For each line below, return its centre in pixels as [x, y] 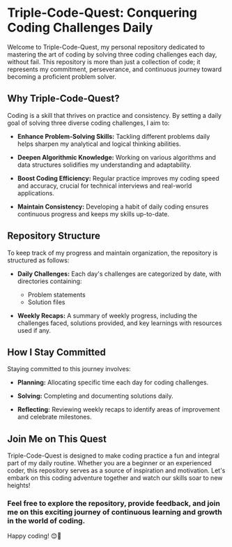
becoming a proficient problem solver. [62, 76]
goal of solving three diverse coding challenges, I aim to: [88, 123]
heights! [19, 486]
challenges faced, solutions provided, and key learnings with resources [119, 323]
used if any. [34, 330]
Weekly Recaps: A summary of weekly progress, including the [107, 315]
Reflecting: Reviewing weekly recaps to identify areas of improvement [118, 410]
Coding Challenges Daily [80, 28]
